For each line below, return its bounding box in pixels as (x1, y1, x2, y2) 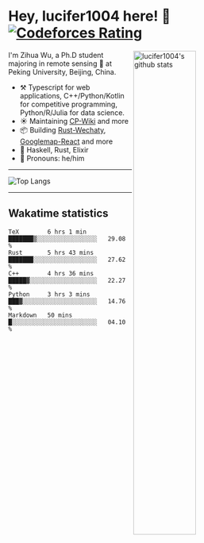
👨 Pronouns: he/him (19, 153, 85, 163)
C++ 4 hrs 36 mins (8, 269, 94, 277)
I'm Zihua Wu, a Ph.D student (8, 50, 104, 60)
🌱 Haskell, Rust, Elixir (19, 144, 89, 154)
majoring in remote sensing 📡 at (8, 59, 113, 68)
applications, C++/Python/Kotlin (19, 90, 125, 100)
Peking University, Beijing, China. (8, 67, 117, 76)
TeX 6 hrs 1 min (8, 228, 87, 236)
